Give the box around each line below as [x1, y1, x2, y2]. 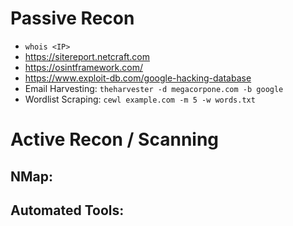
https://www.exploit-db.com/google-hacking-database [24, 72, 252, 84]
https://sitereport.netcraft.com [24, 50, 150, 62]
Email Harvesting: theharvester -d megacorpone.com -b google [24, 82, 284, 94]
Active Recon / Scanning [10, 128, 220, 151]
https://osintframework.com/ [24, 61, 143, 73]
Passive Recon [10, 7, 135, 30]
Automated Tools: [10, 202, 125, 219]
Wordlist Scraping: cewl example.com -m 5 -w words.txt [24, 93, 256, 105]
